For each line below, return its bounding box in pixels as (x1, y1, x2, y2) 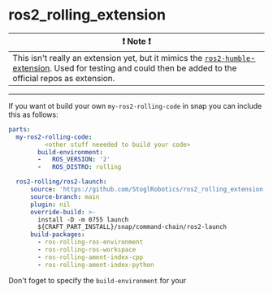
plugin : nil (29, 200, 71, 209)
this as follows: (8, 110, 58, 119)
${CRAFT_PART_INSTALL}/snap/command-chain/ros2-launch (37, 223, 227, 231)
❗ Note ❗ (121, 35, 152, 46)
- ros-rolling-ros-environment (37, 238, 144, 247)
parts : (8, 125, 31, 133)
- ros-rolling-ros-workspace (37, 246, 136, 254)
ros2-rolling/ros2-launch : (15, 178, 107, 186)
